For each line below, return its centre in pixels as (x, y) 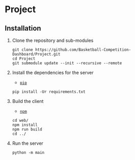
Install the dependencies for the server (53, 73)
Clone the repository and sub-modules (53, 40)
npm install (25, 125)
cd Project (24, 59)
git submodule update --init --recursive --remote (67, 63)
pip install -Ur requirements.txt (49, 92)
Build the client (28, 101)
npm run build (27, 129)
